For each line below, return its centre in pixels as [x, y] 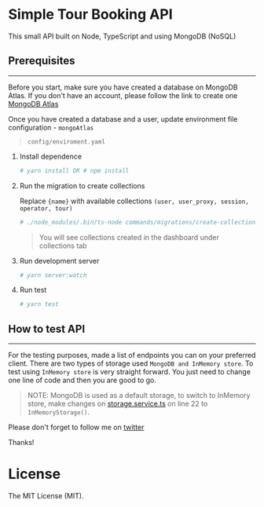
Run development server [59, 261]
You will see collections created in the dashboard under [129, 237]
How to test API [47, 328]
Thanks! [21, 443]
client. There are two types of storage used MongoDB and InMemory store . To [131, 363]
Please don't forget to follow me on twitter [76, 427]
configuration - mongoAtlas [51, 127]
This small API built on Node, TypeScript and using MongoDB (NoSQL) [122, 36]
